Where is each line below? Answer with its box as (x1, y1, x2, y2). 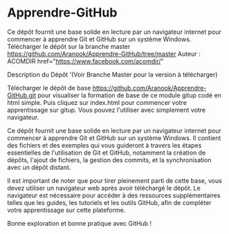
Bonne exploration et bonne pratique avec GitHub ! (7, 219, 152, 227)
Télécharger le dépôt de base (7, 84, 91, 92)
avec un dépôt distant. (7, 163, 71, 171)
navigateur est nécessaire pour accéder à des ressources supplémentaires (7, 191, 221, 199)
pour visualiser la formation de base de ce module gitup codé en (37, 91, 221, 99)
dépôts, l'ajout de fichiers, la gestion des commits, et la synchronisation (7, 155, 212, 164)
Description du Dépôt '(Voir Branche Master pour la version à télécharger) (7, 70, 218, 79)
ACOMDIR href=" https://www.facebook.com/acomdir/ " (7, 57, 164, 65)
